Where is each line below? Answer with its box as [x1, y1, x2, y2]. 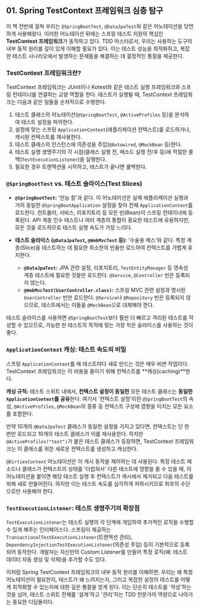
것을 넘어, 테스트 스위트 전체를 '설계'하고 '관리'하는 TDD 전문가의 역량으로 [6, 591, 177, 598]
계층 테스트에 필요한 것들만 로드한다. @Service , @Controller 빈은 [23, 272, 174, 279]
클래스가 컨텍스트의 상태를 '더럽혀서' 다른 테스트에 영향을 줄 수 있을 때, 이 [21, 465, 192, 472]
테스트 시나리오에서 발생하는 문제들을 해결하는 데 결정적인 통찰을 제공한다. [12, 52, 185, 60]
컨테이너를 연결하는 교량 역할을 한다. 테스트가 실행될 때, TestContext [12, 91, 173, 98]
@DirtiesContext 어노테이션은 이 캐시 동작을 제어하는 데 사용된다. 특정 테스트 [6, 458, 186, 465]
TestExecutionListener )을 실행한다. [21, 156, 107, 163]
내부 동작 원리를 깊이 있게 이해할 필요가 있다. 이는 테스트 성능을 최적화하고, [6, 45, 179, 52]
